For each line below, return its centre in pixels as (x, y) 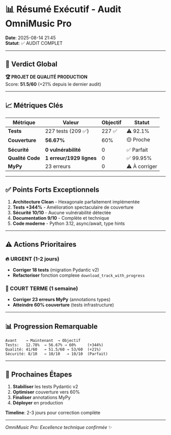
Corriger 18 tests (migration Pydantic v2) (56, 270)
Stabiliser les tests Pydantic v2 (45, 386)
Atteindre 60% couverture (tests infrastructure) (63, 305)
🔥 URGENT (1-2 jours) (32, 258)
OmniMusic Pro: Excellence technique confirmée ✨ (59, 427)
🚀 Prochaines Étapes (39, 374)
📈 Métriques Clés (34, 106)
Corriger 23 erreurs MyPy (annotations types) (62, 300)
